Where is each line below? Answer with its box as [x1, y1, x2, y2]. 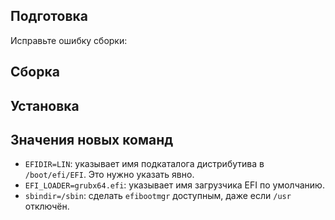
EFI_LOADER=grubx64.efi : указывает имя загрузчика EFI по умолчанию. [24, 179, 325, 191]
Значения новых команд [10, 131, 174, 148]
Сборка [10, 64, 60, 81]
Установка [10, 97, 80, 114]
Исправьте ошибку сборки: [10, 34, 128, 46]
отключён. [24, 200, 70, 213]
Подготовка [10, 8, 88, 25]
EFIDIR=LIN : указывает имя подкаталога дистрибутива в [24, 158, 265, 170]
